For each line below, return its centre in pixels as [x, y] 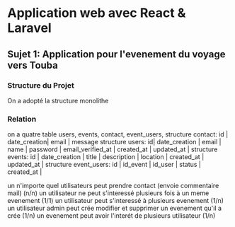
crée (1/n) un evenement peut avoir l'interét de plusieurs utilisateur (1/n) [111, 216]
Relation [22, 119]
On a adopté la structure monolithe [58, 100]
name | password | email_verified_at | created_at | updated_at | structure [113, 149]
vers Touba [33, 65]
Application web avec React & [97, 13]
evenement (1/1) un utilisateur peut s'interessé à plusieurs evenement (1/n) [116, 201]
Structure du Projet [41, 85]
